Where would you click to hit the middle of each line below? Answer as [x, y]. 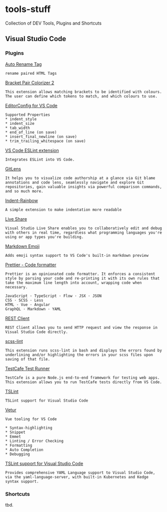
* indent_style [21, 119]
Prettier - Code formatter [31, 265]
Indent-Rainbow [22, 200]
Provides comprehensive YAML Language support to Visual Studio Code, [80, 472]
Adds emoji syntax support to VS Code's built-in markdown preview [77, 255]
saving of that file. [28, 359]
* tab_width [17, 128]
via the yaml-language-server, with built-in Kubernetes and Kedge [77, 477]
